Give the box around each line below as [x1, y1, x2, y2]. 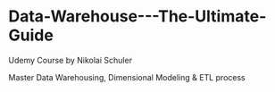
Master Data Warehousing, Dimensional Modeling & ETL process [8, 71, 246, 82]
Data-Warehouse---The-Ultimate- [8, 6, 267, 27]
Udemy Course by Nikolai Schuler [8, 54, 133, 65]
